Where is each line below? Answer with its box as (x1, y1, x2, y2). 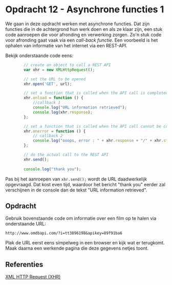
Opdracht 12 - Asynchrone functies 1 (5, 4, 164, 15)
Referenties (5, 260, 44, 269)
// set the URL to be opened (24, 76, 86, 82)
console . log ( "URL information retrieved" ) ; (32, 105, 127, 110)
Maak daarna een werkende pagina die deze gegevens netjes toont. (5, 245, 149, 252)
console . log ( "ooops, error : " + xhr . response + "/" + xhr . (32, 138, 164, 144)
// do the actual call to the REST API (24, 152, 109, 157)
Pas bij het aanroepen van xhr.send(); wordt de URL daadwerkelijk (5, 176, 147, 182)
